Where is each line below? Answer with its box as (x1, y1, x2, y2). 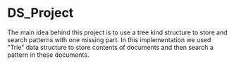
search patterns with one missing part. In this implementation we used (7, 35, 211, 44)
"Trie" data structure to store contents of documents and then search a (7, 43, 214, 51)
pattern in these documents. (7, 51, 90, 59)
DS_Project (7, 5, 74, 21)
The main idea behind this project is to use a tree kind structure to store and (7, 28, 228, 37)
